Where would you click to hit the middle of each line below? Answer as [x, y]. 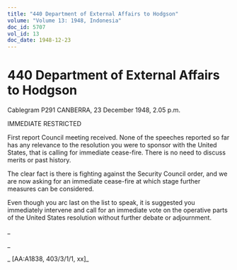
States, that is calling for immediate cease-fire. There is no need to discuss [117, 152]
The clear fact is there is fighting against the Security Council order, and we [117, 174]
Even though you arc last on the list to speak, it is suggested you [102, 203]
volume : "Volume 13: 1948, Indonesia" [64, 21]
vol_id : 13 [23, 34]
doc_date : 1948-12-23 [39, 40]
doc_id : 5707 [27, 27]
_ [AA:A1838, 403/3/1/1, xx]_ [48, 259]
